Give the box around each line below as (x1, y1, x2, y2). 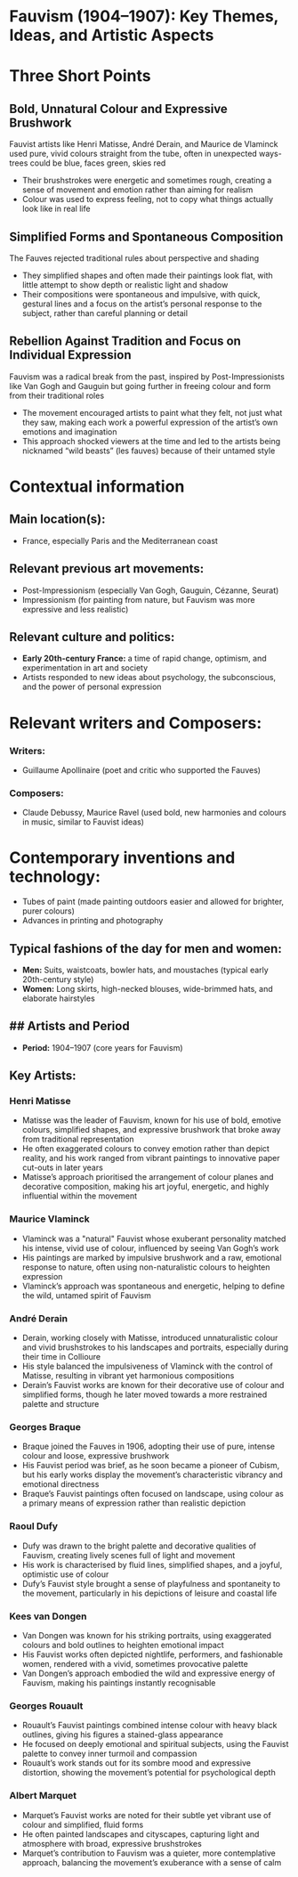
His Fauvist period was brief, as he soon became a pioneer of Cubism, (21, 1460, 280, 1471)
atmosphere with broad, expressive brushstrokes (21, 1838, 202, 1849)
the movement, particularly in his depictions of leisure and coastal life (21, 1588, 278, 1598)
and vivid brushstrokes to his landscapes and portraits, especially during (21, 1342, 289, 1353)
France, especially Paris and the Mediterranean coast (21, 535, 218, 546)
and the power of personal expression (21, 681, 162, 692)
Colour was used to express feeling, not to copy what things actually (21, 194, 274, 205)
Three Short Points (9, 66, 151, 86)
